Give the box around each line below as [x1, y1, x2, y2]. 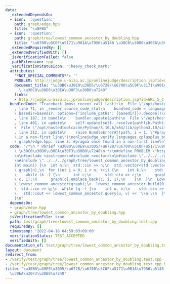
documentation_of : [5, 242, 44, 248]
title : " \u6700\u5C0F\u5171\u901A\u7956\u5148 [14, 40, 114, 46]
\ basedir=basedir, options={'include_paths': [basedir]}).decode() [14, 111, 162, 116]
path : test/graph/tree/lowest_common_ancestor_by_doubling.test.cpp [10, 219, 157, 224]
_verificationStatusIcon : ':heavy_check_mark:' [10, 64, 112, 69]
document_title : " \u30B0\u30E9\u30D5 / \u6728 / [14, 83, 112, 88]
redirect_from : [5, 252, 37, 257]
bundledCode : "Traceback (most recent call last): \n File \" [10, 102, 144, 107]
